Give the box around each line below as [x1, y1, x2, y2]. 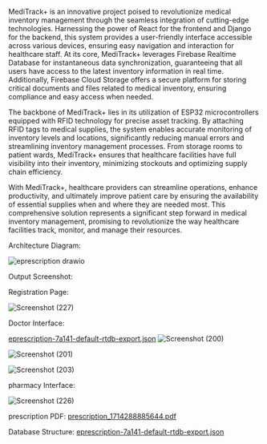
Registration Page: [8, 288, 70, 297]
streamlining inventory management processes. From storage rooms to [8, 142, 243, 151]
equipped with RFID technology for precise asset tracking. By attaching [8, 116, 245, 125]
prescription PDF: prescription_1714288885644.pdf [8, 412, 176, 421]
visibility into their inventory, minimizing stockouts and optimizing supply [8, 159, 248, 168]
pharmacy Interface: [8, 381, 75, 390]
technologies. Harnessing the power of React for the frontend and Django [8, 24, 252, 33]
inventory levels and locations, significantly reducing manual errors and [8, 133, 245, 143]
